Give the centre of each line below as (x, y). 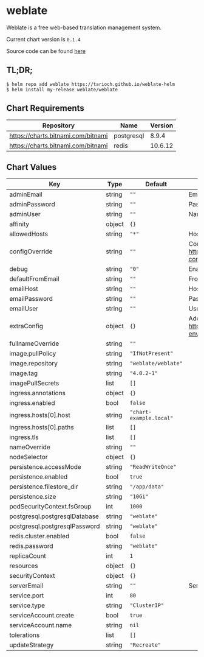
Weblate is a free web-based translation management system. (84, 27)
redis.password (31, 546)
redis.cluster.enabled (39, 536)
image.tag (24, 373)
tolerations (25, 635)
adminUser (25, 214)
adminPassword (32, 205)
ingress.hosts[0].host (40, 415)
